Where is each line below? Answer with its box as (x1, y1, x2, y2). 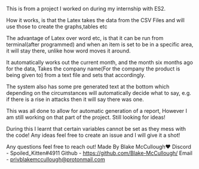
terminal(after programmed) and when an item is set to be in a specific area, (6, 41, 194, 48)
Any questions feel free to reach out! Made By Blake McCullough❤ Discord (6, 143, 191, 150)
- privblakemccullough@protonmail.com (6, 156, 106, 163)
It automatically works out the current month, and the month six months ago (6, 59, 193, 66)
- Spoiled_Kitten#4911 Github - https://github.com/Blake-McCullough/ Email (6, 149, 193, 156)
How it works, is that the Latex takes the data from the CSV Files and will (6, 17, 185, 23)
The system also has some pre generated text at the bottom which (6, 83, 170, 90)
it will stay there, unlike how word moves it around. (6, 47, 131, 54)
